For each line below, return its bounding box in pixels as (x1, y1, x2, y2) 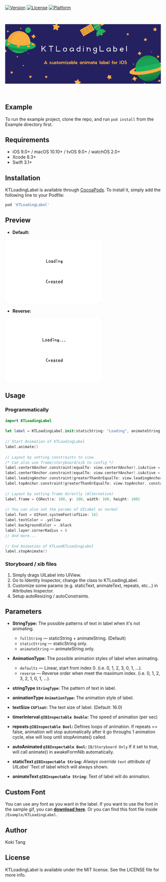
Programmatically (5, 407, 49, 413)
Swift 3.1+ (12, 159, 32, 166)
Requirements (5, 135, 49, 144)
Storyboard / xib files (5, 561, 57, 568)
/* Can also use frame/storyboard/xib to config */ (5, 460, 114, 465)
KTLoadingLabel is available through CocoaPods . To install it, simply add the (5, 187, 161, 193)
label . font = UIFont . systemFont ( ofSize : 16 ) (5, 512, 98, 518)
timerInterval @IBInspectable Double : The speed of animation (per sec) (12, 714, 158, 720)
